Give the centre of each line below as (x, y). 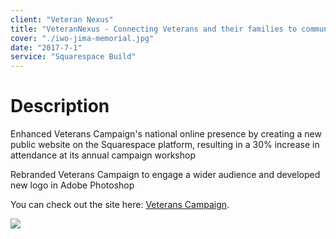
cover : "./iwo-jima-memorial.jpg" (82, 38)
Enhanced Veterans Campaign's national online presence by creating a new (166, 134)
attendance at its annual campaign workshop (103, 155)
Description (60, 106)
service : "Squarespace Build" (73, 57)
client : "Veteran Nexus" (62, 19)
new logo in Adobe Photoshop (72, 185)
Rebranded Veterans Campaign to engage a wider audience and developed (165, 175)
